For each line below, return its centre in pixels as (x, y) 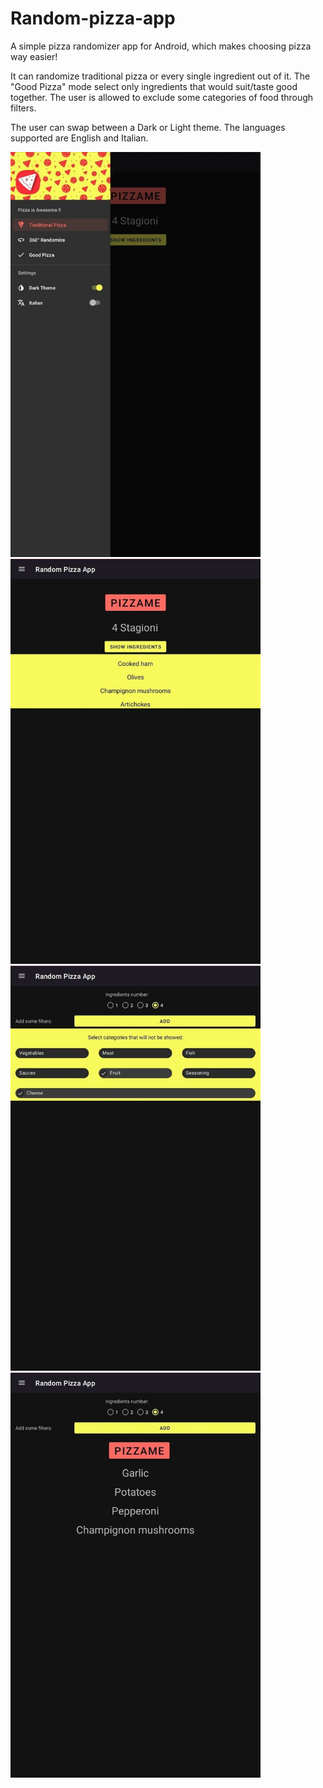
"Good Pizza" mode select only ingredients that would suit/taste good (154, 86)
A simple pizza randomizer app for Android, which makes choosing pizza (161, 46)
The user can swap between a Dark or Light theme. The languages (148, 127)
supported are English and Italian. (79, 138)
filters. (23, 108)
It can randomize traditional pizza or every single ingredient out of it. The (160, 76)
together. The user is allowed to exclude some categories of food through (162, 97)
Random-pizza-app (93, 18)
